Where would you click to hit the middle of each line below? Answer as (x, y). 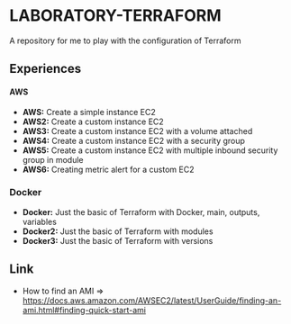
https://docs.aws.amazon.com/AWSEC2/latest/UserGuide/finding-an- (152, 300)
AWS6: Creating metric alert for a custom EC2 (108, 169)
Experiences (45, 69)
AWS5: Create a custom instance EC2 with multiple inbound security (150, 150)
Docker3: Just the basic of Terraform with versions (118, 240)
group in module (53, 159)
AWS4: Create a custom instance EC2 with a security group (134, 140)
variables (39, 221)
